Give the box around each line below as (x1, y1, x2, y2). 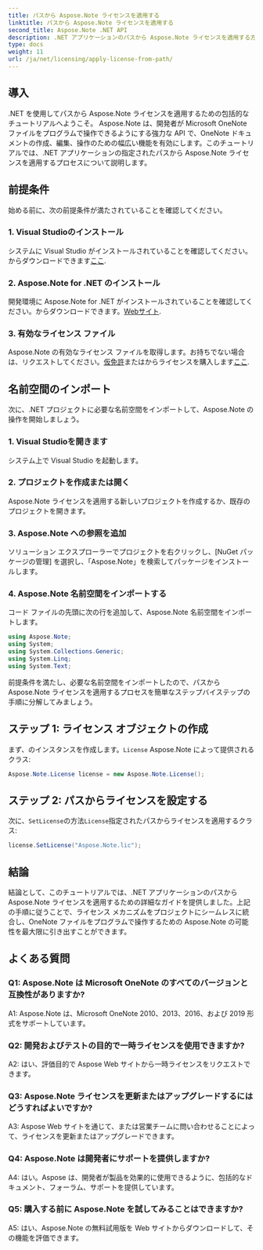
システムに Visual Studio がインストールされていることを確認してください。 (8, 246, 253, 255)
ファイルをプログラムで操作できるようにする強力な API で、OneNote (8, 128, 229, 137)
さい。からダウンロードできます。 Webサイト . (14, 307, 162, 316)
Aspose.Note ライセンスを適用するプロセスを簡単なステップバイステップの (8, 687, 250, 696)
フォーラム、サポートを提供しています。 (49, 1182, 178, 1192)
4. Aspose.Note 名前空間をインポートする (8, 588, 167, 599)
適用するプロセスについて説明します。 (28, 158, 151, 167)
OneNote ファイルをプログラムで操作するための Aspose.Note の (28, 916, 236, 927)
